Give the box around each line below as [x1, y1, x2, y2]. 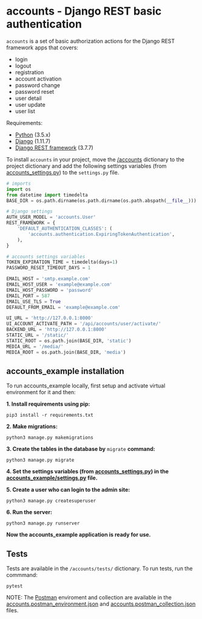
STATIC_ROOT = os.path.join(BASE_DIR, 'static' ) [6, 338, 132, 344]
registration [15, 68, 44, 76]
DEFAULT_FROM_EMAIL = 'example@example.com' [6, 304, 121, 310]
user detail [15, 94, 42, 102]
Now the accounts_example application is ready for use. [6, 531, 151, 539]
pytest [6, 583, 23, 589]
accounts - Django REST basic [6, 4, 162, 18]
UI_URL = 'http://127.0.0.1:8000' [6, 315, 94, 321]
